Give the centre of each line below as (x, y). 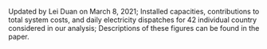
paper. (19, 36)
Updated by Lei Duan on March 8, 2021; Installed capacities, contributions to (134, 11)
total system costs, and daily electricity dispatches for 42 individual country (133, 20)
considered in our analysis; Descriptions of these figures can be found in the (134, 28)
